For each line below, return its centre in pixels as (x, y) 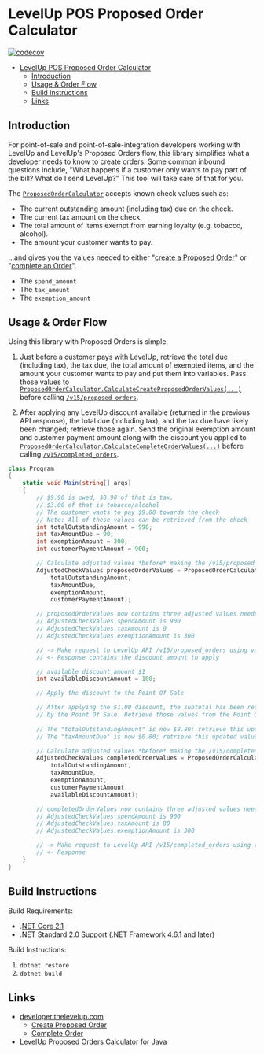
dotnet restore (44, 965)
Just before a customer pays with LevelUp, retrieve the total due (123, 357)
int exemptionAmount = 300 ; (82, 542)
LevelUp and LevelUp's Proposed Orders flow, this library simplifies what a (129, 153)
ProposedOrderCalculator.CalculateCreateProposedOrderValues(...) (130, 389)
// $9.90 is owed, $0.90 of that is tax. (105, 498)
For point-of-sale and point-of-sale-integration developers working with (125, 144)
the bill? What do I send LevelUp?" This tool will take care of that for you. (126, 178)
